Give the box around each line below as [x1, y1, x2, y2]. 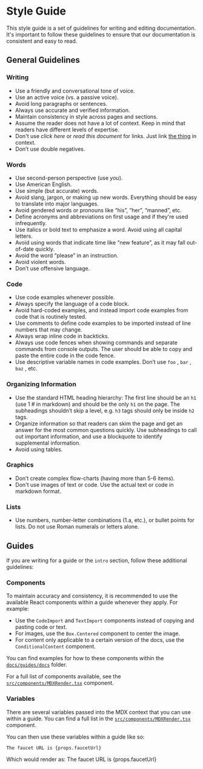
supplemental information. [15, 439, 81, 447]
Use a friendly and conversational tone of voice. [15, 87, 135, 94]
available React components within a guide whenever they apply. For [6, 599, 178, 606]
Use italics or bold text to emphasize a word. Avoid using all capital [15, 226, 182, 233]
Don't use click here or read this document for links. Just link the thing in [15, 132, 197, 139]
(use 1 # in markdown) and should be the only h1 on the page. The [15, 400, 181, 408]
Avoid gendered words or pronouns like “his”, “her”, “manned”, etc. [15, 206, 182, 214]
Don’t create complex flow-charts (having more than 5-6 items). [15, 475, 175, 482]
